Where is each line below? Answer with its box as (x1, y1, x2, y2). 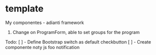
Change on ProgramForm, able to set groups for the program (12, 29, 140, 35)
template (5, 3, 44, 14)
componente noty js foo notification (5, 44, 80, 50)
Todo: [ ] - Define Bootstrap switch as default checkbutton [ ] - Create (5, 38, 151, 45)
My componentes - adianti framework (5, 19, 85, 25)
